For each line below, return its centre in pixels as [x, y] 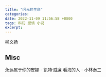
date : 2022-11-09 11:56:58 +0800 [39, 18]
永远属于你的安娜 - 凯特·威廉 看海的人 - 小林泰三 [53, 69]
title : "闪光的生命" [24, 9]
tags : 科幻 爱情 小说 [25, 23]
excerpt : [14, 28]
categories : [17, 14]
